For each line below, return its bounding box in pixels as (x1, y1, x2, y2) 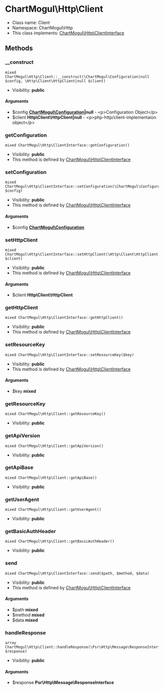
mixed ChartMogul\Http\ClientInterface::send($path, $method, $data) (5, 571, 150, 576)
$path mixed (12, 606, 38, 612)
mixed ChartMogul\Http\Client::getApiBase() (5, 475, 97, 480)
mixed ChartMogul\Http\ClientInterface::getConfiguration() (5, 143, 130, 148)
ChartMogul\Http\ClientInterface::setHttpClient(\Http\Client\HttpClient (5, 252, 159, 257)
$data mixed (12, 617, 38, 623)
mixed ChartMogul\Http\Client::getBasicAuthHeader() (5, 539, 115, 544)
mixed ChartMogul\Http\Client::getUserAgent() (5, 507, 102, 512)
